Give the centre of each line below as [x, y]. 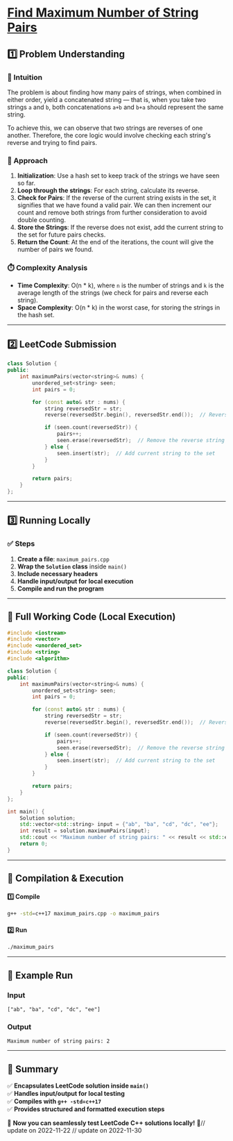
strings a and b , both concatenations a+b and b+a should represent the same [115, 107]
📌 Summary [33, 1069]
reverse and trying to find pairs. [52, 142]
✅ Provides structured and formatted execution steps [86, 1109]
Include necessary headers [58, 573]
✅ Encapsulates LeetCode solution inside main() [78, 1086]
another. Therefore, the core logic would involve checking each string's [109, 135]
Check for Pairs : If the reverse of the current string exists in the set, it [116, 198]
